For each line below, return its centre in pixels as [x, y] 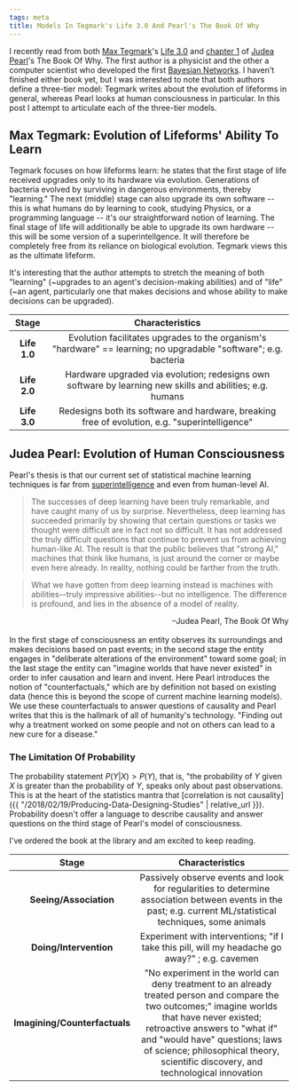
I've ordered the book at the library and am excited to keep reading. [133, 841]
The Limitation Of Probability [72, 757]
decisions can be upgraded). [62, 301]
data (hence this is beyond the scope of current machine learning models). [145, 697]
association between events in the [212, 900]
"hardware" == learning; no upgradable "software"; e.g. [167, 349]
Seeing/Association [72, 900]
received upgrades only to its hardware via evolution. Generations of [134, 180]
